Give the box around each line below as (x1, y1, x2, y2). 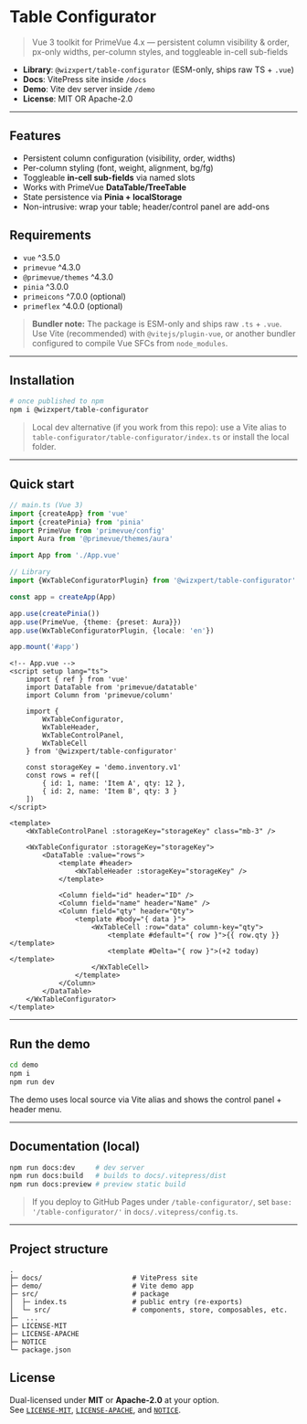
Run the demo (9, 1036, 91, 1052)
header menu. (9, 1103, 62, 1114)
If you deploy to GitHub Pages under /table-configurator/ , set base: (31, 1196, 292, 1207)
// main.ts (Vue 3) (9, 500, 84, 509)
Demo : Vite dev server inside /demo (22, 83, 155, 94)
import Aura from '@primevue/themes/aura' (9, 535, 174, 544)
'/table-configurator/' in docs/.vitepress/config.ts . (31, 1206, 238, 1217)
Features (9, 128, 61, 143)
